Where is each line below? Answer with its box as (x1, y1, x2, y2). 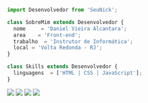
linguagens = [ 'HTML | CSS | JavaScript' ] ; (13, 69, 143, 76)
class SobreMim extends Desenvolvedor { (7, 19, 125, 25)
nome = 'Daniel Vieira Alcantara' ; (13, 25, 127, 32)
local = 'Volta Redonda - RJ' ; (13, 45, 103, 51)
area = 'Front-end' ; (13, 32, 81, 38)
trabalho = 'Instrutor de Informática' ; (13, 38, 134, 45)
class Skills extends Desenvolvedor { (7, 63, 118, 70)
